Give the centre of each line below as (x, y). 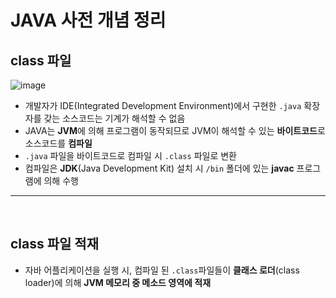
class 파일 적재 (54, 244)
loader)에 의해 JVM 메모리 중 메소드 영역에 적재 (118, 282)
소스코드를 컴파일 (58, 143)
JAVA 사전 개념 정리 (88, 20)
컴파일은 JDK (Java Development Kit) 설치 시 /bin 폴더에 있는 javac (159, 168)
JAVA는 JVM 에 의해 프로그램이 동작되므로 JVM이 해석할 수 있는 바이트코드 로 (175, 130)
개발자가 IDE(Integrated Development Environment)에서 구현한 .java (163, 105)
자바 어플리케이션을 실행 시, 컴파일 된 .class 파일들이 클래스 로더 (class (162, 270)
